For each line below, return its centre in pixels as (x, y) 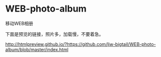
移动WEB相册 (19, 23)
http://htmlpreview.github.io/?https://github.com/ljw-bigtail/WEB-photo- (81, 44)
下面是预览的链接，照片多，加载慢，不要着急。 (54, 34)
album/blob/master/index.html (37, 49)
